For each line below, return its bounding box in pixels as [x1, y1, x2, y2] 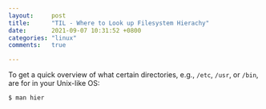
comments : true [8, 41, 66, 49]
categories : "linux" [8, 33, 78, 42]
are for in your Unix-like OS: [8, 79, 100, 88]
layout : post [8, 11, 66, 20]
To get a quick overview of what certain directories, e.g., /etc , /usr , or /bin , [8, 70, 259, 80]
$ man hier [8, 94, 45, 102]
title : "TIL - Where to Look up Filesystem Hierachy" [8, 19, 210, 27]
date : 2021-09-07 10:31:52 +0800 [8, 26, 142, 34]
